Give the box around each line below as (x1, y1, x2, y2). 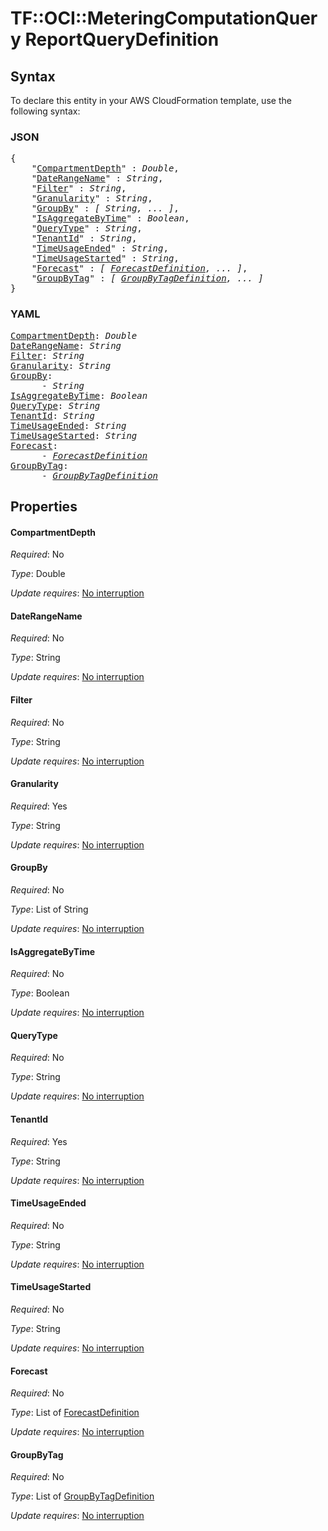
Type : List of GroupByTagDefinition (10, 1490, 155, 1502)
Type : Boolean (10, 987, 70, 999)
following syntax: (10, 105, 81, 117)
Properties (10, 498, 78, 515)
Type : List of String (10, 903, 89, 915)
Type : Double (10, 568, 66, 580)
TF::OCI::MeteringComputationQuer (10, 7, 318, 30)
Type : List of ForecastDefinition (10, 1407, 140, 1419)
